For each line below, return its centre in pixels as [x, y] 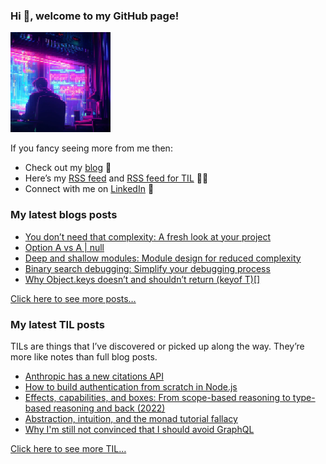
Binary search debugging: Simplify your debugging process [147, 268]
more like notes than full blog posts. [84, 356]
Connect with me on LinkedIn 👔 [89, 189]
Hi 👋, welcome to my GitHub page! [95, 16]
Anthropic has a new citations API [94, 376]
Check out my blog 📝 [68, 168]
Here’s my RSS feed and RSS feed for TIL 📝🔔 [116, 178]
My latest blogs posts [64, 215]
